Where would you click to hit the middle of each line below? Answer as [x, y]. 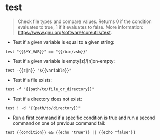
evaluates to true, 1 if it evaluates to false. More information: [81, 27]
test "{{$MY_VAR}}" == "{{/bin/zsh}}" [46, 52]
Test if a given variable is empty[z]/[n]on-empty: [64, 61]
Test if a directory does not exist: [47, 99]
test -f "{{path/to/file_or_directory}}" [50, 89]
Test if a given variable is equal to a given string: [63, 42]
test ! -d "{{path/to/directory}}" [43, 108]
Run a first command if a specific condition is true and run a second [84, 118]
